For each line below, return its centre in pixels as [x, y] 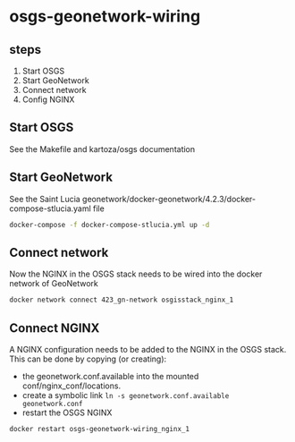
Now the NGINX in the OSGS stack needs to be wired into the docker [136, 274]
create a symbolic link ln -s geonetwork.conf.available [126, 395]
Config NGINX [48, 99]
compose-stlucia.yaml [50, 208]
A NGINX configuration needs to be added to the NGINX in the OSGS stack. [148, 349]
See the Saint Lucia [45, 199]
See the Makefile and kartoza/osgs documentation [102, 149]
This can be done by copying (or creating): [88, 359]
